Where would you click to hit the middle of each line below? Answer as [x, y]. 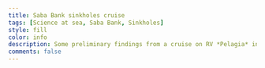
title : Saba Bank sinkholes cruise [67, 15]
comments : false [35, 52]
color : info [28, 37]
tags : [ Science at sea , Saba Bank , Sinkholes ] [86, 23]
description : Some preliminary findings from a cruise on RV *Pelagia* [128, 45]
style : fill [28, 30]
